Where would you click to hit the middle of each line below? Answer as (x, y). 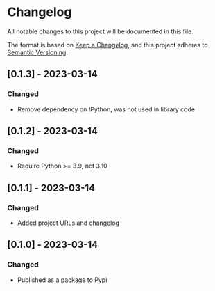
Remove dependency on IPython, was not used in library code (106, 109)
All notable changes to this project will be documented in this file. (101, 31)
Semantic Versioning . (37, 52)
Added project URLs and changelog (68, 223)
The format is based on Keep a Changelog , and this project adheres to (108, 45)
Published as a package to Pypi (62, 280)
